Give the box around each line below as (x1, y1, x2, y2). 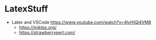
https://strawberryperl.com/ (19, 29, 75, 35)
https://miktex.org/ (19, 24, 57, 30)
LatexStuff (4, 3, 48, 14)
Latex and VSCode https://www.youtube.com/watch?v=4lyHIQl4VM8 (11, 19, 152, 25)
